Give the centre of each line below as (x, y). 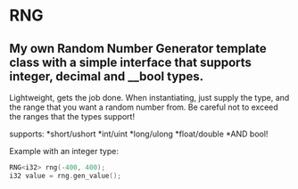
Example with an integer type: (64, 151)
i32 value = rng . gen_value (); (66, 176)
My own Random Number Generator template (138, 49)
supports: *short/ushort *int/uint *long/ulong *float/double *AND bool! (139, 134)
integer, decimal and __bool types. (107, 76)
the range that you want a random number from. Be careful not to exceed (144, 107)
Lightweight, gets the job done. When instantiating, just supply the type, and (149, 98)
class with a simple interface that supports (131, 62)
